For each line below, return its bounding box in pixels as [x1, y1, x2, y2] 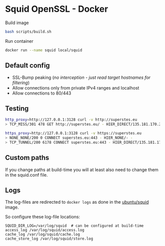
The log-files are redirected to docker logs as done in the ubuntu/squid [5, 199, 149, 205]
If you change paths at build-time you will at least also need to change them [5, 166, 159, 173]
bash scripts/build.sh [5, 29, 52, 34]
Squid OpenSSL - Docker [5, 3, 109, 15]
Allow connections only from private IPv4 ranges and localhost [12, 85, 139, 91]
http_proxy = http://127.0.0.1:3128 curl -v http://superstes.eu [5, 117, 137, 123]
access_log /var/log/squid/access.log [5, 228, 84, 233]
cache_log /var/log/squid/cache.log [5, 232, 80, 237]
